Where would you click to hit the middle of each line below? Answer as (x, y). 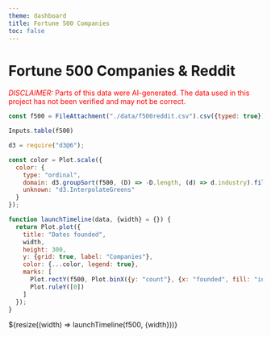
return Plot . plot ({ (48, 227)
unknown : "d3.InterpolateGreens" (79, 190)
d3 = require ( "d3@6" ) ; (46, 146)
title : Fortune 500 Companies (59, 23)
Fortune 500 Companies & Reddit (122, 71)
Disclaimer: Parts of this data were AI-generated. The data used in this (129, 93)
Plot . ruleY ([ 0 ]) (57, 287)
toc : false (27, 31)
